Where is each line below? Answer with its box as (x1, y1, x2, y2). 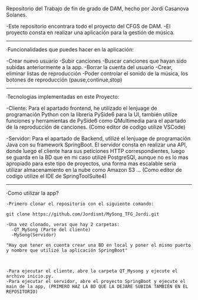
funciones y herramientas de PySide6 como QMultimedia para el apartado (6, 118, 187, 124)
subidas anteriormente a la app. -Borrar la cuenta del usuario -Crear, (6, 64, 173, 70)
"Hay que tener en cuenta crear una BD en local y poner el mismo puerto (6, 242, 192, 248)
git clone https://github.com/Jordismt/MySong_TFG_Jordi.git (6, 211, 160, 217)
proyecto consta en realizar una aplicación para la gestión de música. (6, 29, 175, 36)
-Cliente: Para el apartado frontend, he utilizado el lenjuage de (6, 105, 157, 112)
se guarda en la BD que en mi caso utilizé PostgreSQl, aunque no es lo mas (6, 154, 189, 161)
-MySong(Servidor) (11, 232, 57, 238)
